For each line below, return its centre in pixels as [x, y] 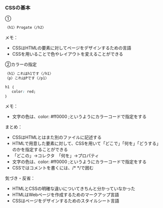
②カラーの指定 [21, 64]
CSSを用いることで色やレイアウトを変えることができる [68, 54]
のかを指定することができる [40, 149]
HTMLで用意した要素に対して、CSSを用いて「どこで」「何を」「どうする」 [85, 143]
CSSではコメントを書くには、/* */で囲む [53, 167]
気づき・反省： [20, 178]
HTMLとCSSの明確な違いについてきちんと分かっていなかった [74, 188]
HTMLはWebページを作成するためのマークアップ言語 [66, 194]
